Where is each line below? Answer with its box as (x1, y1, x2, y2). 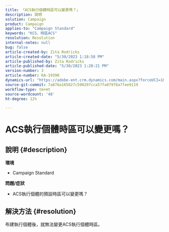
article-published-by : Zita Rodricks (5, 59, 84, 64)
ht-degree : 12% (5, 96, 37, 101)
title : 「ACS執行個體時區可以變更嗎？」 (5, 7, 80, 13)
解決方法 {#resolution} (5, 207, 76, 215)
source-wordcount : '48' (5, 92, 55, 97)
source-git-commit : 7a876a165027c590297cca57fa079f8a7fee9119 (5, 82, 138, 87)
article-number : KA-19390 (5, 73, 59, 78)
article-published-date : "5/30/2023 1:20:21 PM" (5, 63, 109, 68)
